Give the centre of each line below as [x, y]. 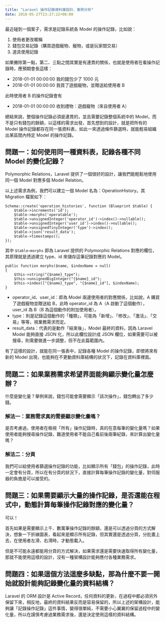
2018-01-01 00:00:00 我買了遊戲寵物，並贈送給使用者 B [69, 85]
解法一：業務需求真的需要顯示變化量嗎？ [53, 416]
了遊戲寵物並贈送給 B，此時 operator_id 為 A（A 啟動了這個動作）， [80, 303]
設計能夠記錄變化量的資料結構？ [66, 583]
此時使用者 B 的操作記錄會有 [34, 95]
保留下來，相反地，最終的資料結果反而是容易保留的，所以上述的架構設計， [80, 602]
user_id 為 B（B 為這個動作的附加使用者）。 [55, 310]
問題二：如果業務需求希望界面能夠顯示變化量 [73, 374]
